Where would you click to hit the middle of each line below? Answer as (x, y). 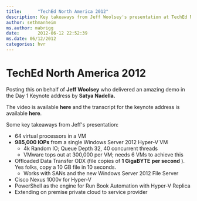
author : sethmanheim (31, 22)
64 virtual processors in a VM (50, 136)
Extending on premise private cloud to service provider (81, 192)
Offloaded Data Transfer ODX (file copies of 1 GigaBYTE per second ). (100, 161)
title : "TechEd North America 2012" (57, 11)
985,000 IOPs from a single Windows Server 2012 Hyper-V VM (91, 142)
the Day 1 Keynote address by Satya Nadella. (61, 96)
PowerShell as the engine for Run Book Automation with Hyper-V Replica (102, 186)
